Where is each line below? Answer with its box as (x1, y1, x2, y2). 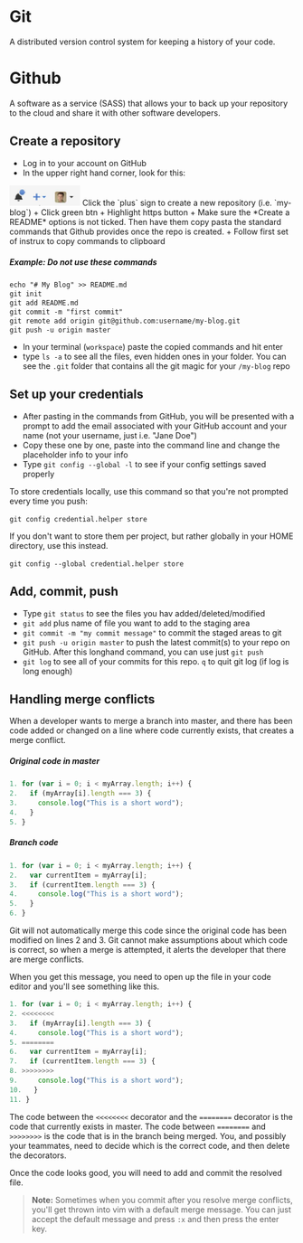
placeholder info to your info (22, 449, 128, 460)
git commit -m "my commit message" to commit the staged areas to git (22, 626, 282, 638)
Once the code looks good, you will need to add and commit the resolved (9, 1167, 283, 1178)
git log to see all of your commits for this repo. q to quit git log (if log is (22, 655, 289, 666)
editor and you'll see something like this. (9, 981, 160, 992)
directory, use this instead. (9, 540, 109, 551)
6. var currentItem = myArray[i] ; (9, 1047, 147, 1057)
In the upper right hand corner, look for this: (22, 167, 186, 178)
